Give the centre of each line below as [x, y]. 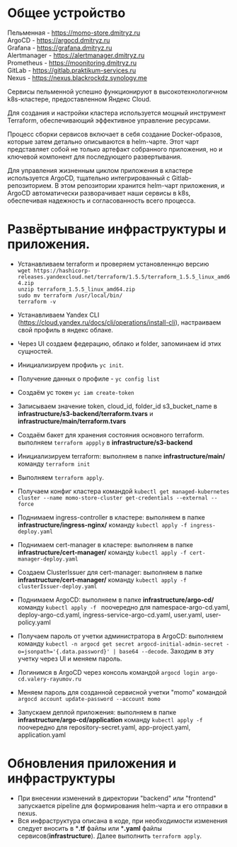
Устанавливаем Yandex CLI [58, 315]
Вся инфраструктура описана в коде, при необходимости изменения [122, 821]
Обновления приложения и [92, 764]
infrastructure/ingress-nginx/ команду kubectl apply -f [102, 525]
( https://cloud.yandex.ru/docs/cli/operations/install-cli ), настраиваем [119, 322]
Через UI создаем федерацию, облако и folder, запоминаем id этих [119, 343]
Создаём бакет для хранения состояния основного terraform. [111, 434]
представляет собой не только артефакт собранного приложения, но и [115, 149]
